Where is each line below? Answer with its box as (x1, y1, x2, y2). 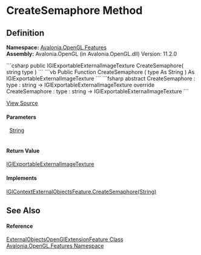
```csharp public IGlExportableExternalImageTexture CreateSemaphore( (6, 62, 184, 69)
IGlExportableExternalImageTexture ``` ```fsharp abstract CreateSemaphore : (6, 75, 196, 82)
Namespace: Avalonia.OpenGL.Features (6, 44, 107, 51)
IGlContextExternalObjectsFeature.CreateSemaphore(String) (6, 188, 157, 195)
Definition (6, 28, 44, 38)
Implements (6, 174, 38, 182)
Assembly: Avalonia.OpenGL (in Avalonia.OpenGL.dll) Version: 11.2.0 (6, 50, 177, 58)
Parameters (6, 113, 36, 121)
